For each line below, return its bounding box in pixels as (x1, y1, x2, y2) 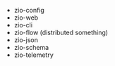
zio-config (13, 6, 44, 14)
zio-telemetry (13, 51, 54, 59)
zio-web (13, 13, 39, 22)
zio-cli (13, 21, 33, 29)
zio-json (13, 36, 39, 44)
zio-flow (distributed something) (13, 28, 108, 37)
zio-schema (13, 44, 49, 51)
